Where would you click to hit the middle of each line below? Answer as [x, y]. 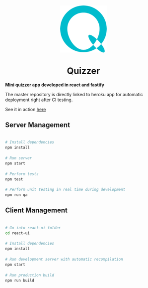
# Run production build [30, 275]
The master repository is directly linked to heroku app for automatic [74, 94]
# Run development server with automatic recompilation [64, 260]
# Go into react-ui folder [33, 228]
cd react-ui [17, 233]
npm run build [20, 280]
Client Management [37, 211]
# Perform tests [22, 174]
